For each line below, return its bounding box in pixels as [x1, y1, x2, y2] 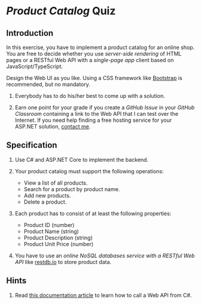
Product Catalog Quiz [6, 4, 116, 18]
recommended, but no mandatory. [6, 81, 91, 88]
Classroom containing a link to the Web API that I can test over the [14, 110, 178, 117]
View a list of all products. [23, 179, 88, 186]
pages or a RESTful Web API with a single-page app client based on [6, 57, 174, 63]
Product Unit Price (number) [23, 240, 94, 247]
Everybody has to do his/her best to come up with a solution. [14, 93, 166, 99]
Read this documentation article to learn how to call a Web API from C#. [14, 291, 192, 299]
